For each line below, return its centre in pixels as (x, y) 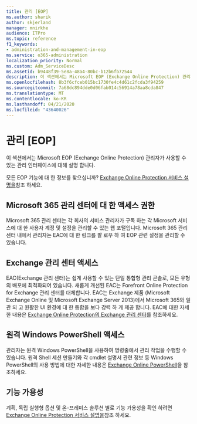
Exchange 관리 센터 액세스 (52, 262)
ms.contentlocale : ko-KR (36, 99)
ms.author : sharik (28, 17)
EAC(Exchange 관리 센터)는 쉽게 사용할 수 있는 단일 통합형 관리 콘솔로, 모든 (93, 278)
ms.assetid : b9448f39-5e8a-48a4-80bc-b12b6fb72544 (69, 72)
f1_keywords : (22, 45)
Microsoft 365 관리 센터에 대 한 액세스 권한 (81, 205)
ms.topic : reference (31, 39)
